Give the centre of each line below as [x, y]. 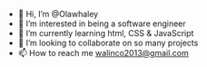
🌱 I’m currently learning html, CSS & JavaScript [106, 33]
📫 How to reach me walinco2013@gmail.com [103, 53]
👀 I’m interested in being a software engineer [102, 24]
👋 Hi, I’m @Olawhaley [58, 14]
